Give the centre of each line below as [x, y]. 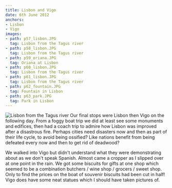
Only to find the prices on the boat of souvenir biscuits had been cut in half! [85, 175]
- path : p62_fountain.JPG [33, 86]
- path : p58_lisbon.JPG [31, 48]
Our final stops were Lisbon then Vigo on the [117, 116]
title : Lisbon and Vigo [31, 10]
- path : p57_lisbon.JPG [31, 39]
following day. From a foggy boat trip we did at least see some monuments [84, 121]
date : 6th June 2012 [27, 15]
